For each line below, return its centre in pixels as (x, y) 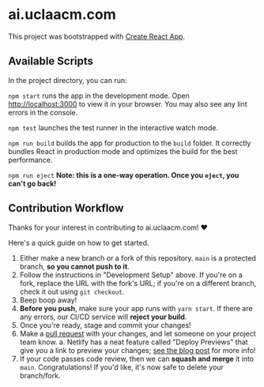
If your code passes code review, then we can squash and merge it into (137, 359)
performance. (30, 160)
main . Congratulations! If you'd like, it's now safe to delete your (121, 367)
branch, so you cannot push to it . (74, 266)
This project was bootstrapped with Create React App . (97, 36)
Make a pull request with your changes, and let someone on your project (138, 333)
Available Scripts (51, 61)
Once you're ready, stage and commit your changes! (105, 325)
